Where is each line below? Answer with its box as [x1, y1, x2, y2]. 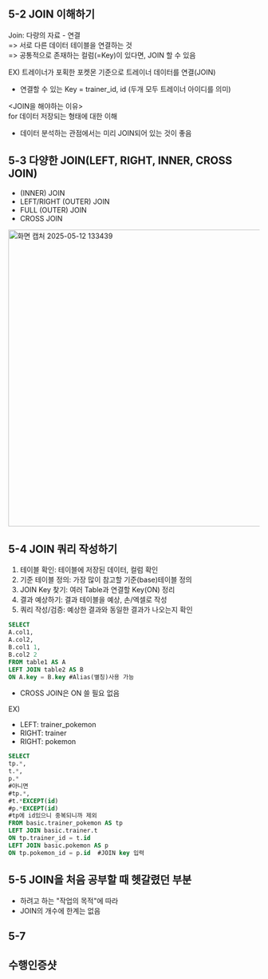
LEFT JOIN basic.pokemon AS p [8, 842, 109, 850]
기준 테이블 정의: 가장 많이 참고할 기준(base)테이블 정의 [19, 575, 193, 585]
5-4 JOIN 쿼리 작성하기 [8, 543, 118, 556]
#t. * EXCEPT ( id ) [8, 797, 59, 805]
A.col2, [8, 636, 34, 644]
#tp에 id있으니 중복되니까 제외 [8, 812, 97, 820]
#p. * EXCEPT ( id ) [8, 804, 59, 813]
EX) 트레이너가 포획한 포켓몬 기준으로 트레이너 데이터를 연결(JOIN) [8, 67, 216, 77]
